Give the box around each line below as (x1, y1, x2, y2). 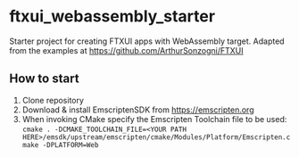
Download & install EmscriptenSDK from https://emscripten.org (21, 104, 254, 115)
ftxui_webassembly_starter (9, 6, 216, 27)
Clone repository (21, 95, 85, 105)
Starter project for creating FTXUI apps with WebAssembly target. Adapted (9, 36, 285, 46)
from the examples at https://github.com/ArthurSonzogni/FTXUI (9, 45, 244, 55)
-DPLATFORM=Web (42, 140, 99, 149)
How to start (9, 71, 79, 87)
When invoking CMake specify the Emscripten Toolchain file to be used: (21, 113, 287, 124)
